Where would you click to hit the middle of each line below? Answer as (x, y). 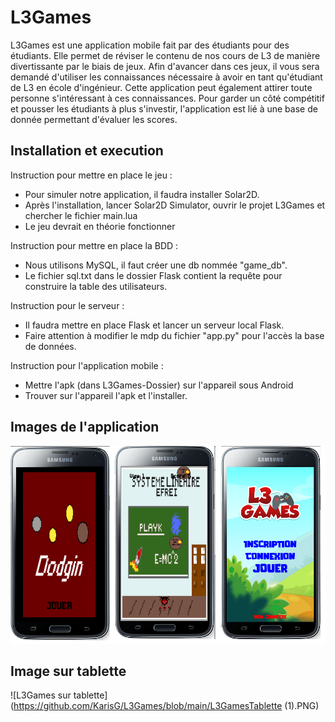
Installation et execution (87, 151)
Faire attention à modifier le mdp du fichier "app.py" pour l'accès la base (174, 335)
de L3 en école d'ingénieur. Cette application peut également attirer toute (161, 87)
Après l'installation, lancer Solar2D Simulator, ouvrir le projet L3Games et (175, 205)
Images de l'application (85, 427)
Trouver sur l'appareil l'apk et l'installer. (106, 395)
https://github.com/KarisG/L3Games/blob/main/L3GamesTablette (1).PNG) (166, 706)
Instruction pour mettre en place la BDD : (94, 245)
